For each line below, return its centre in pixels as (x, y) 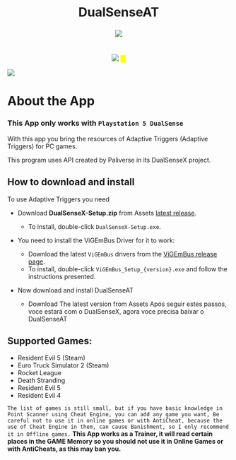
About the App (51, 101)
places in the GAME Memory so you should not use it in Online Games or (116, 442)
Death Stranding (41, 381)
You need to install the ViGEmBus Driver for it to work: (96, 240)
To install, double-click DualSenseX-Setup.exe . (94, 226)
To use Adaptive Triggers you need (58, 199)
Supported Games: (50, 341)
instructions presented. (62, 276)
